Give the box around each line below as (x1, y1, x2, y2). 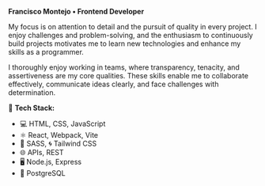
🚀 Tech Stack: (8, 103, 55, 112)
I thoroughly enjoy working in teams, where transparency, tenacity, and (8, 63, 240, 72)
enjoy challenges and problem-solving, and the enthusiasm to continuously (8, 31, 253, 40)
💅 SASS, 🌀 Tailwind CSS (19, 139, 97, 148)
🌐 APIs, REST (19, 148, 65, 157)
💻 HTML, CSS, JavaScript (19, 119, 106, 128)
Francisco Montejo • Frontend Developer (8, 7, 145, 16)
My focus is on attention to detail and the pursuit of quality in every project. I (8, 22, 257, 31)
